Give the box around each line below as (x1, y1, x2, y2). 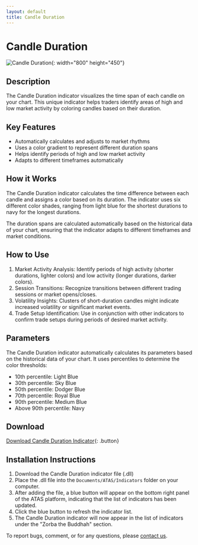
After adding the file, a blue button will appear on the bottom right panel (14, 489, 190, 496)
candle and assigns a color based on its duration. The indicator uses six (6, 196, 181, 203)
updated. (14, 502, 37, 509)
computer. (14, 483, 40, 490)
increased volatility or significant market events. (14, 303, 132, 310)
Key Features (6, 122, 56, 132)
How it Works (6, 174, 57, 184)
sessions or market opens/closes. (14, 291, 98, 298)
